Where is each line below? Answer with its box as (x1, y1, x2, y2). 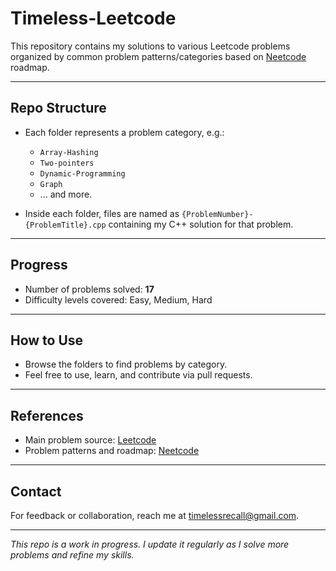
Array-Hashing (39, 147, 99, 157)
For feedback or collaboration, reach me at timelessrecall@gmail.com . (10, 510, 300, 521)
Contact (10, 483, 62, 500)
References (10, 407, 84, 424)
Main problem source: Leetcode (24, 434, 157, 446)
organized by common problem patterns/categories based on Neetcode (10, 50, 307, 62)
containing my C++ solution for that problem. (108, 218, 294, 230)
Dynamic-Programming (39, 168, 126, 179)
